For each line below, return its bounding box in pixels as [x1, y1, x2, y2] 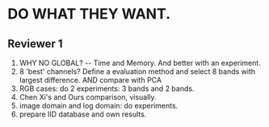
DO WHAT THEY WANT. [7, 5, 171, 23]
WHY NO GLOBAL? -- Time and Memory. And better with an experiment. [19, 58, 262, 68]
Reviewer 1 [7, 37, 63, 51]
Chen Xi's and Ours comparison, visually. [19, 92, 157, 101]
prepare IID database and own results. [19, 109, 147, 119]
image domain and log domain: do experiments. [19, 101, 179, 110]
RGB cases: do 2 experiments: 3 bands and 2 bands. [19, 84, 195, 93]
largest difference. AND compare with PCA [19, 76, 162, 84]
